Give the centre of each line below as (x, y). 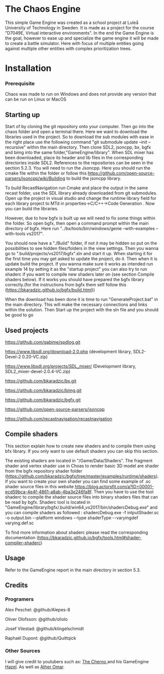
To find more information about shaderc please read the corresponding (77, 532)
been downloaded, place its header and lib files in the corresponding (74, 158)
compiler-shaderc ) (24, 543)
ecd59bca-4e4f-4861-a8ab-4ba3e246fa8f (48, 492)
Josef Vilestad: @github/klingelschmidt (44, 629)
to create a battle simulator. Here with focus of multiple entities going (74, 43)
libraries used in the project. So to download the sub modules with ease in (80, 137)
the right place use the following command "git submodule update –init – (78, 142)
